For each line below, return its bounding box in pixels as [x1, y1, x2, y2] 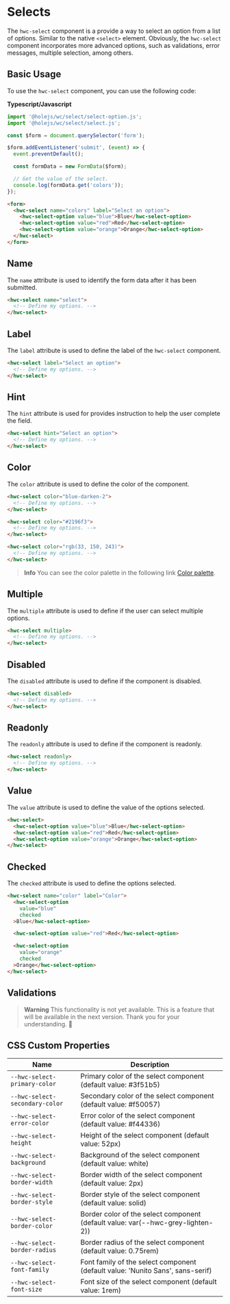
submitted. [7, 283, 38, 291]
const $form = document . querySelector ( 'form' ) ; [7, 132, 146, 139]
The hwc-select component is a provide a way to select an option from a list [7, 27, 221, 35]
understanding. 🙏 [23, 1020, 73, 1028]
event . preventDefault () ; [13, 151, 84, 158]
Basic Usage [7, 69, 62, 80]
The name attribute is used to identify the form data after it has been [7, 275, 197, 284]
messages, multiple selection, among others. [7, 49, 133, 57]
